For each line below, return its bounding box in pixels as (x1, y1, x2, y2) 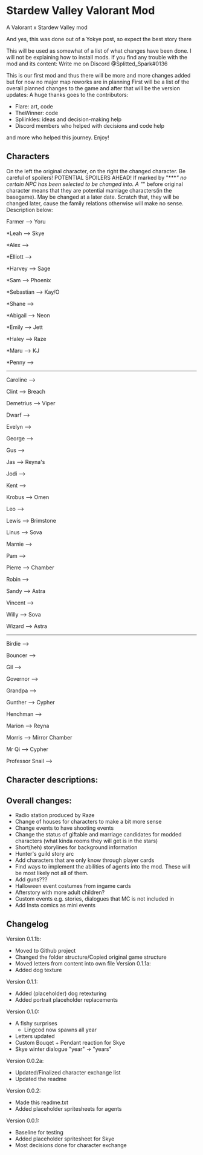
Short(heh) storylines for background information (14, 843, 138, 851)
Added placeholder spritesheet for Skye (14, 1135, 115, 1142)
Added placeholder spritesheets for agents (14, 1105, 122, 1112)
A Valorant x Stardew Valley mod (6, 24, 88, 31)
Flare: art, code (14, 102, 53, 110)
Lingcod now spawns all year (24, 1026, 97, 1033)
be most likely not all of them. (14, 869, 89, 876)
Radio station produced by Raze (14, 811, 95, 818)
